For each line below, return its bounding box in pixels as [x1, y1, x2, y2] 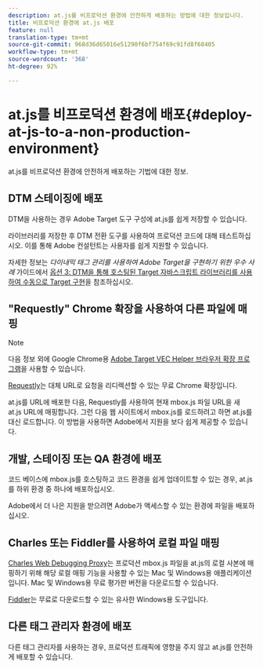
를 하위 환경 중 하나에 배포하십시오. [8, 484, 115, 494]
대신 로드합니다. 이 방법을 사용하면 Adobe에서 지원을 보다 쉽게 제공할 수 [8, 417, 228, 426]
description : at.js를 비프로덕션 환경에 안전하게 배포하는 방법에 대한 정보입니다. [8, 11, 244, 20]
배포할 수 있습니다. [16, 652, 73, 661]
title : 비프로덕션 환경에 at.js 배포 [8, 19, 115, 27]
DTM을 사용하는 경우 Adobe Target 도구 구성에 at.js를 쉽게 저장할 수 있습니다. [8, 214, 247, 224]
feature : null [8, 26, 55, 34]
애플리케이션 [214, 568, 252, 577]
